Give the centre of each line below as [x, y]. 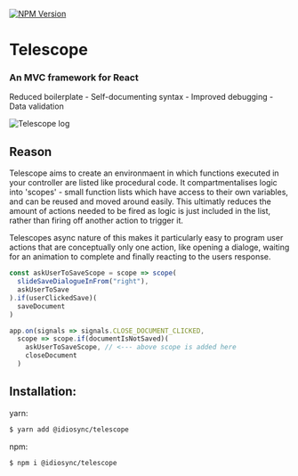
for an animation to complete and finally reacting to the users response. [140, 257]
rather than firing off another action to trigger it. [97, 221]
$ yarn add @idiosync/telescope [69, 429]
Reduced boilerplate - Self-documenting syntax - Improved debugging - [141, 97]
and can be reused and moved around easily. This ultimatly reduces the [140, 201]
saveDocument [41, 306]
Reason [31, 152]
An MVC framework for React [74, 78]
